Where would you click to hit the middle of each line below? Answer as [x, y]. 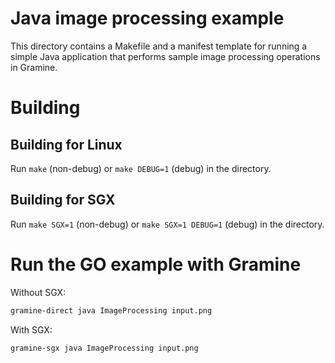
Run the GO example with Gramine [156, 264]
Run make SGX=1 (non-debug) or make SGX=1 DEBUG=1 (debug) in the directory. [167, 224]
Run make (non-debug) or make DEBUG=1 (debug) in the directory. [141, 168]
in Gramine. [34, 67]
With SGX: [31, 329]
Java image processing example [147, 18]
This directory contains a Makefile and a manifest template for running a [159, 46]
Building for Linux [66, 144]
